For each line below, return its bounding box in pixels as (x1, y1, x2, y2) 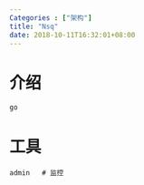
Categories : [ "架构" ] (9, 13, 92, 23)
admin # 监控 (9, 169, 64, 178)
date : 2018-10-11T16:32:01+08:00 (9, 30, 136, 39)
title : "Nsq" (9, 22, 59, 31)
